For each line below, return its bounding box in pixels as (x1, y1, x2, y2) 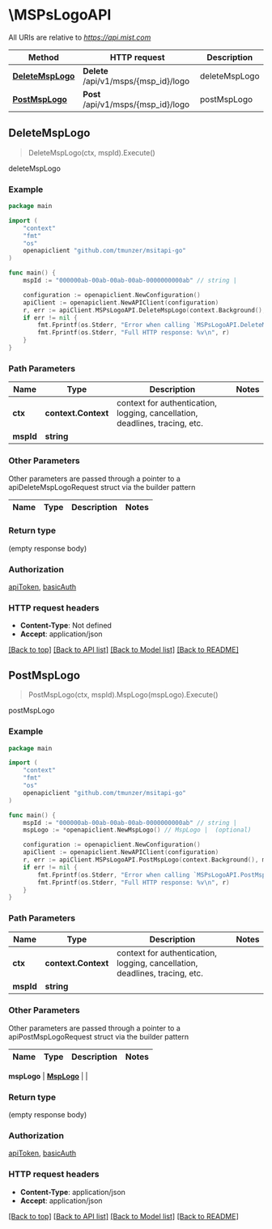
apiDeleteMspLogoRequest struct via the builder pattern (8, 482, 196, 491)
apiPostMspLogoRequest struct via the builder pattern (8, 1031, 189, 1041)
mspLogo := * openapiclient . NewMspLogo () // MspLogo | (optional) (23, 826, 252, 835)
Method (28, 51, 59, 62)
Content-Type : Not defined (19, 621, 112, 631)
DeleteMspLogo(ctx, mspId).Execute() (28, 147, 155, 157)
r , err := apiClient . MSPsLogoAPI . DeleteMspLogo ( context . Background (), (23, 306, 266, 314)
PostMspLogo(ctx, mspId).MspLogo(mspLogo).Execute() (28, 690, 219, 700)
